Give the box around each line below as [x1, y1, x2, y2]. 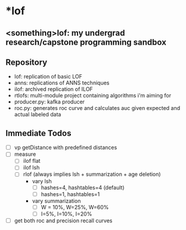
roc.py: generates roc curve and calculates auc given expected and [14, 105, 181, 112]
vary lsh [32, 177, 52, 185]
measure [14, 150, 36, 158]
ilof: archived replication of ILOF [14, 86, 93, 93]
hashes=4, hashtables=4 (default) [41, 184, 125, 191]
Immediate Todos [5, 128, 72, 138]
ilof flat [23, 157, 41, 165]
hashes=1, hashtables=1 [41, 190, 100, 197]
